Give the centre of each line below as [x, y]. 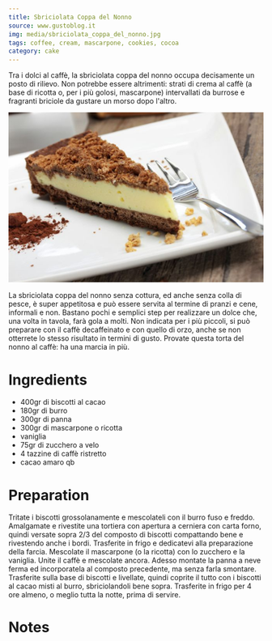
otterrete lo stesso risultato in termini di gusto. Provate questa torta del [126, 338]
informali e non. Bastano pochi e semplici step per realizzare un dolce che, [133, 312]
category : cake [34, 51]
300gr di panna [46, 419]
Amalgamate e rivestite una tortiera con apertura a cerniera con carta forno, [135, 526]
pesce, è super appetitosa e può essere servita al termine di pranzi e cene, [133, 304]
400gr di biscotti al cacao [63, 402]
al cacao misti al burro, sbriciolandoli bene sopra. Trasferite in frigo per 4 [130, 586]
